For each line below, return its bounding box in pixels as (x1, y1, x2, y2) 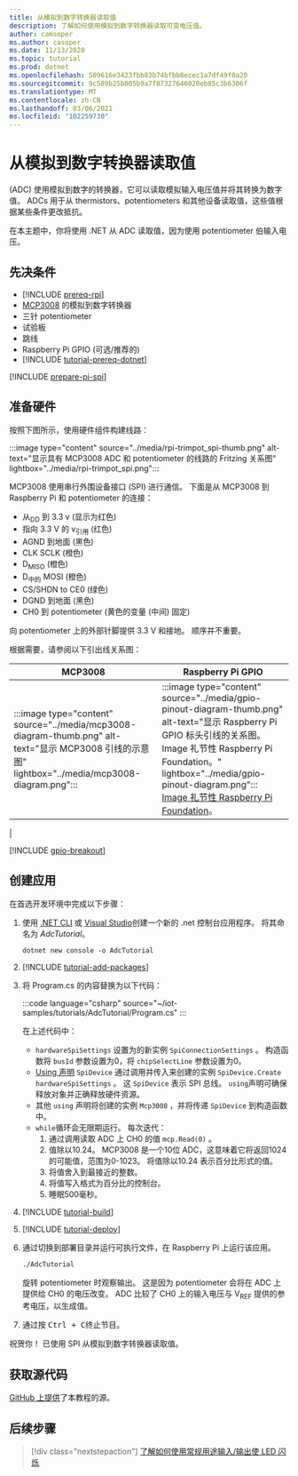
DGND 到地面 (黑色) (21, 594, 95, 605)
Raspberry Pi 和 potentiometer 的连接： (9, 492, 153, 503)
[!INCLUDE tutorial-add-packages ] (21, 961, 149, 972)
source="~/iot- (122, 997, 178, 1009)
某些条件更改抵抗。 (16, 206, 87, 218)
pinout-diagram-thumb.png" (161, 703, 284, 715)
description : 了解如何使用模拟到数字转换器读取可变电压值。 (9, 21, 207, 30)
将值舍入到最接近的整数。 (48, 1166, 143, 1177)
